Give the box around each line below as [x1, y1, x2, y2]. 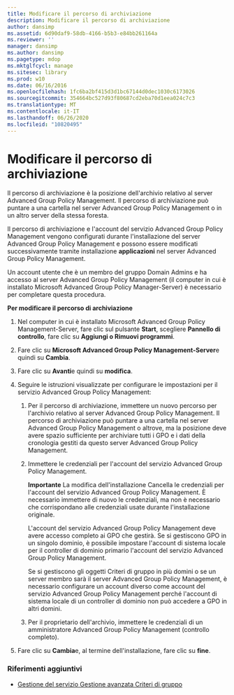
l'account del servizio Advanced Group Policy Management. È [27, 488, 206, 497]
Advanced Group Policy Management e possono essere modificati [7, 239, 198, 248]
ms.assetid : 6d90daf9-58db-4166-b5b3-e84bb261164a [7, 29, 158, 37]
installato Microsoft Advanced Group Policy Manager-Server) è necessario [7, 283, 222, 291]
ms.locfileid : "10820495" [7, 120, 82, 128]
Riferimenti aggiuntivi [7, 664, 82, 674]
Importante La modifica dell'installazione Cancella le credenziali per [27, 481, 225, 489]
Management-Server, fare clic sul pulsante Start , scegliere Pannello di [17, 325, 221, 333]
